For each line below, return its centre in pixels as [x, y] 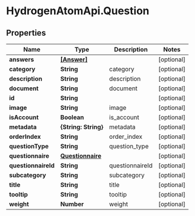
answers [22, 59]
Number [72, 204]
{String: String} [82, 127]
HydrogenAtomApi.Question [78, 11]
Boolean [72, 117]
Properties [26, 33]
